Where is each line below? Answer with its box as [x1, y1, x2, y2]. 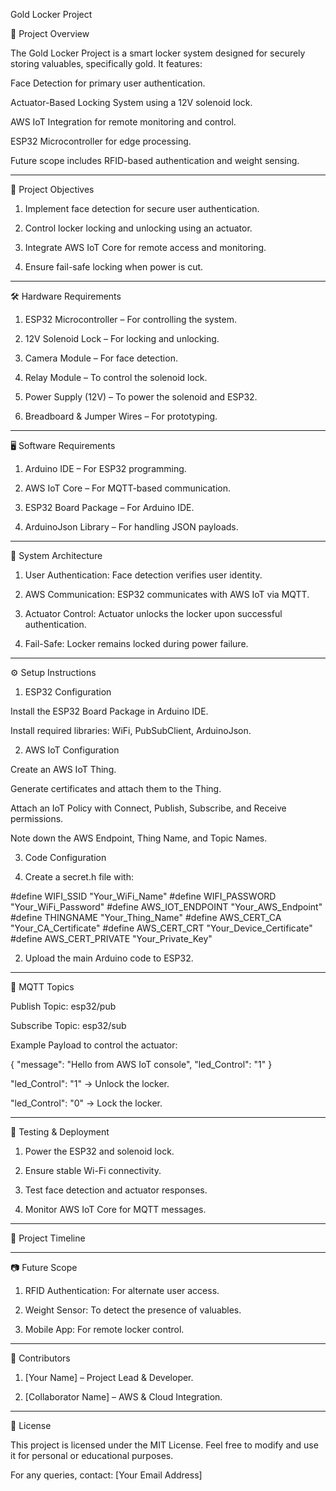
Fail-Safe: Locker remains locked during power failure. [24, 638, 249, 649]
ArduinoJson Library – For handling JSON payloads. [24, 521, 239, 533]
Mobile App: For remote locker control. [24, 1324, 185, 1335]
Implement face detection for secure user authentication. [24, 203, 260, 214]
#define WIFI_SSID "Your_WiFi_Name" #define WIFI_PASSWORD [10, 890, 277, 902]
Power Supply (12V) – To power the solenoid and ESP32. [24, 391, 258, 403]
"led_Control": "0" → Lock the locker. [10, 1097, 163, 1109]
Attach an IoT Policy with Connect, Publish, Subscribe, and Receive [10, 802, 287, 814]
